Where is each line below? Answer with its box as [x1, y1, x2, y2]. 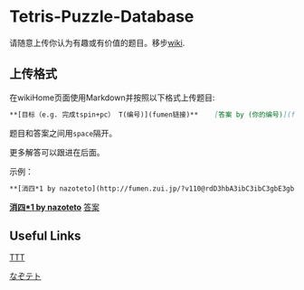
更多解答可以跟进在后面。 [9, 146, 105, 157]
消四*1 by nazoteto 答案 [9, 201, 100, 212]
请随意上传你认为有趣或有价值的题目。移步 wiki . [9, 37, 185, 48]
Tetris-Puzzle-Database [9, 6, 195, 27]
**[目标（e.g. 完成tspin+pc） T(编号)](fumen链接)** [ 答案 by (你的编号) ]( [9, 110, 292, 119]
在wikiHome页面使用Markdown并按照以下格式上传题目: [9, 92, 215, 103]
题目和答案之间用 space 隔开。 [9, 127, 118, 138]
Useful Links [9, 228, 81, 243]
